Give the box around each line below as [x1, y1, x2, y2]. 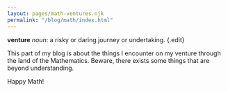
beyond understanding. [7, 64, 74, 72]
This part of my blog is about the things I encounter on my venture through [7, 49, 221, 57]
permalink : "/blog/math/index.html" [7, 17, 113, 24]
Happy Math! [7, 77, 44, 85]
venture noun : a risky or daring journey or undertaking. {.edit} [7, 35, 185, 44]
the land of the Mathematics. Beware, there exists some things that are [7, 56, 210, 64]
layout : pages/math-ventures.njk [7, 10, 104, 17]
